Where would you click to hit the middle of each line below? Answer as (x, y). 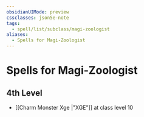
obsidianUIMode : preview (38, 12)
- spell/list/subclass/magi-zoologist (61, 29)
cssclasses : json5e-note (38, 18)
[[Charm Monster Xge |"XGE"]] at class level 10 (74, 108)
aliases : (17, 35)
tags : (13, 23)
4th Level (24, 93)
